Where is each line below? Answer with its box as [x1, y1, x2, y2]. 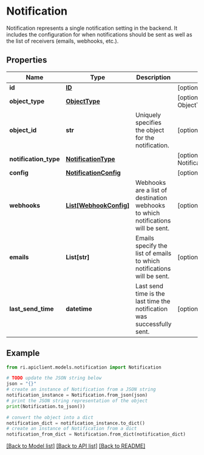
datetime [66, 304, 92, 313]
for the [135, 133, 155, 142]
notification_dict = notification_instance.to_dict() [6, 420, 146, 426]
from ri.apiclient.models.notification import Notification [6, 364, 162, 370]
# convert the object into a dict [6, 414, 94, 420]
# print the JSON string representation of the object [6, 397, 148, 404]
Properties [6, 55, 47, 65]
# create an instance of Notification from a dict [6, 426, 137, 432]
